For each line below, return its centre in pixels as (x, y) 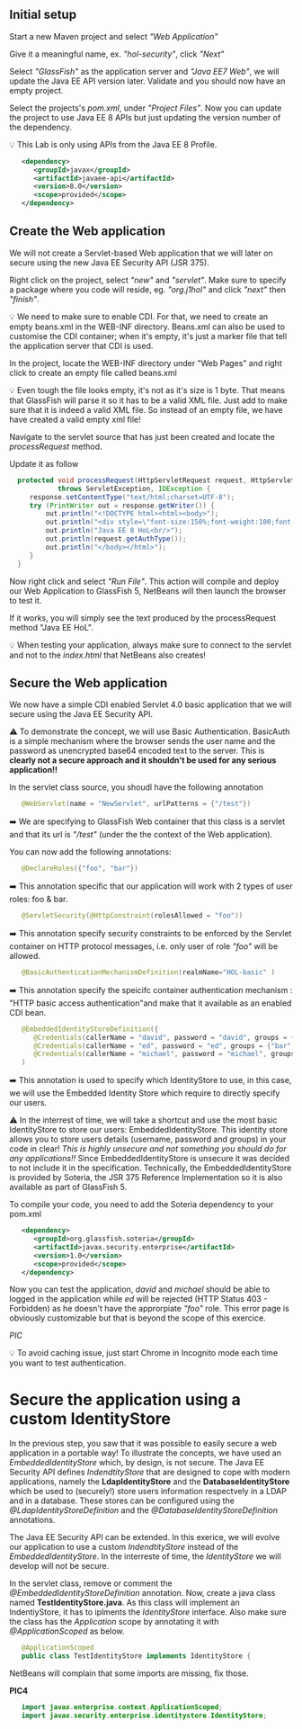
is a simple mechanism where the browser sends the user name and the (142, 741)
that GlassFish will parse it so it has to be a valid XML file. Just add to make (148, 400)
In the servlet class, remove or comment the (91, 1583)
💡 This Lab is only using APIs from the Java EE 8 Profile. (113, 144)
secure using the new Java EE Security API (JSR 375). (109, 262)
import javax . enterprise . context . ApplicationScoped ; (122, 1707)
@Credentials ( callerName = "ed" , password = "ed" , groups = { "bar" (162, 1046)
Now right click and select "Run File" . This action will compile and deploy (144, 581)
